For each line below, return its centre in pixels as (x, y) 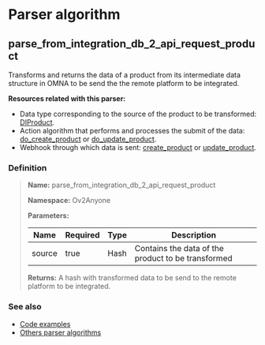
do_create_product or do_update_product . (88, 139)
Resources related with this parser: (67, 99)
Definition (28, 167)
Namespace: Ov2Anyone (69, 201)
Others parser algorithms (60, 332)
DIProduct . (37, 122)
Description (194, 235)
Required (82, 235)
